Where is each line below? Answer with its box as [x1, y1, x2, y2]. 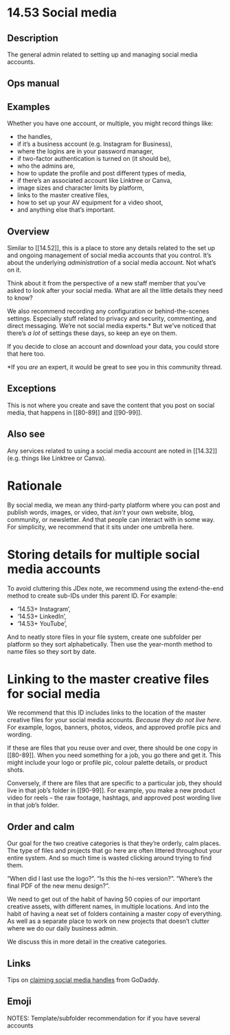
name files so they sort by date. [7, 647, 97, 655]
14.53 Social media [7, 5, 117, 21]
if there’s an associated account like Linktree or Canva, [16, 177, 172, 185]
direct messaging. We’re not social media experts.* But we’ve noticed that [7, 322, 216, 330]
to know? [7, 294, 33, 302]
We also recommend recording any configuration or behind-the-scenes [7, 307, 209, 316]
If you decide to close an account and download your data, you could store [7, 342, 220, 351]
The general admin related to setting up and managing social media [7, 50, 198, 58]
